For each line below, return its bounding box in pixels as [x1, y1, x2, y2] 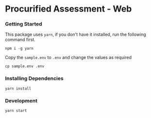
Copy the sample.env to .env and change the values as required [5, 55, 132, 60]
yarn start [5, 108, 27, 113]
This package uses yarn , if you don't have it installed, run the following [5, 31, 147, 37]
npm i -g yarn [5, 46, 34, 51]
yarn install [5, 86, 32, 91]
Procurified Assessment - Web [5, 3, 132, 15]
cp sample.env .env [5, 64, 45, 69]
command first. [5, 37, 35, 43]
